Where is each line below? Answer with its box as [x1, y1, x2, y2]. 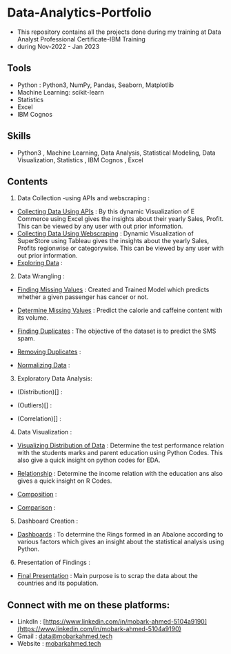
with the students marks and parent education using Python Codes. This [17, 449, 223, 457]
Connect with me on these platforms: [7, 599, 170, 610]
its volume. [17, 314, 49, 322]
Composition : [17, 490, 57, 499]
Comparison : [17, 503, 57, 512]
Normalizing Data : [17, 361, 70, 369]
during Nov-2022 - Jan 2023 [17, 42, 100, 50]
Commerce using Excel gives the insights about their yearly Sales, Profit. [17, 215, 224, 223]
